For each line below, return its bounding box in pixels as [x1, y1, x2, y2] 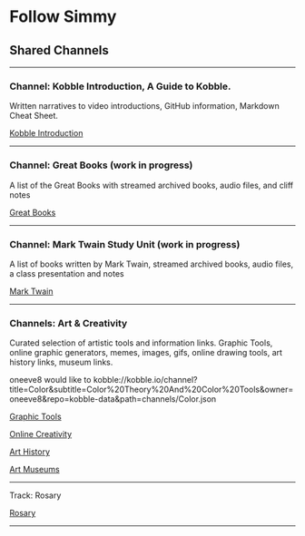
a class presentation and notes [9, 268, 124, 278]
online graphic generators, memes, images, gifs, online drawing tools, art [9, 347, 283, 358]
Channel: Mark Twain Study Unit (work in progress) [9, 238, 241, 250]
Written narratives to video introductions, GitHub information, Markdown [9, 101, 280, 112]
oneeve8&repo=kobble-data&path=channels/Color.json [9, 394, 217, 404]
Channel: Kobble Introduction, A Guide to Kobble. [9, 80, 231, 93]
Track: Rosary [9, 490, 62, 501]
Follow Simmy [9, 6, 117, 27]
